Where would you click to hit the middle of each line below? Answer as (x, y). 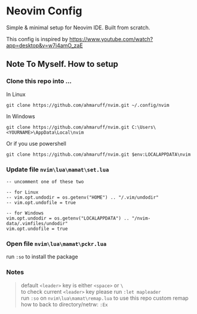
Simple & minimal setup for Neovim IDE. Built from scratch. (78, 27)
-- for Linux (22, 192)
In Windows (21, 116)
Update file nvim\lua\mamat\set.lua (58, 170)
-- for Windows (25, 213)
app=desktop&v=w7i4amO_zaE (45, 45)
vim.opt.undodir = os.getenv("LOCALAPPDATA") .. (68, 218)
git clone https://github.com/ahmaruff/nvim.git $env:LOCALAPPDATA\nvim (98, 154)
